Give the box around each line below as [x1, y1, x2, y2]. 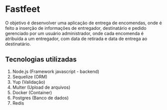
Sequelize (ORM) [12, 73, 47, 80]
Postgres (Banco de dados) [12, 95, 69, 101]
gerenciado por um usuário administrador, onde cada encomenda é [5, 30, 144, 36]
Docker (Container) [12, 89, 52, 95]
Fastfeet [5, 3, 40, 15]
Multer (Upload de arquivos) [12, 84, 71, 90]
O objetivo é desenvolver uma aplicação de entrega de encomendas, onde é [5, 20, 162, 26]
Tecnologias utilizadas [5, 55, 77, 64]
